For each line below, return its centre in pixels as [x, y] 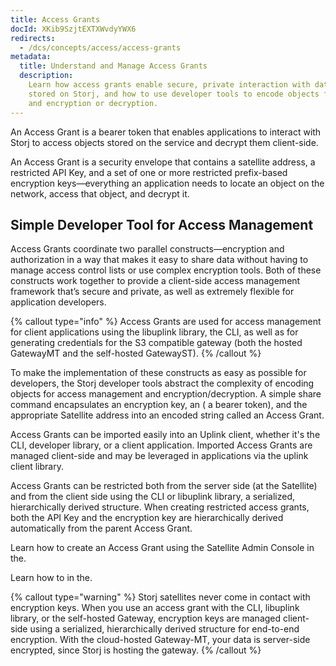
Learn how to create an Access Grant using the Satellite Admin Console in [162, 548]
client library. [37, 467]
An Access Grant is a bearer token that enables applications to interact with [166, 132]
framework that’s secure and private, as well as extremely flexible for [152, 292]
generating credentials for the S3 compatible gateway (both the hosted [156, 343]
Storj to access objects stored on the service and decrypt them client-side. [164, 142]
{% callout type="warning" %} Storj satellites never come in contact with [160, 597]
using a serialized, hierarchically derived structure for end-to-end [164, 629]
